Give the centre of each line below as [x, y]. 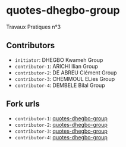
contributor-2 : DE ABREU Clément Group [66, 73]
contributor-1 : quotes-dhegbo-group [61, 118]
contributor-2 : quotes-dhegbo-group [61, 124]
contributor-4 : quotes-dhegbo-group [61, 137]
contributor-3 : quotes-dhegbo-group [61, 131]
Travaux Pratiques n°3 [34, 27]
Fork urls [23, 104]
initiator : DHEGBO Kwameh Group [59, 60]
